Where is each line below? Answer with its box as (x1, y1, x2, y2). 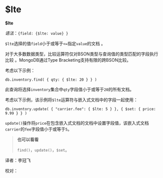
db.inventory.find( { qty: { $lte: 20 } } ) (5, 77, 97, 82)
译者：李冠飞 (5, 157, 31, 163)
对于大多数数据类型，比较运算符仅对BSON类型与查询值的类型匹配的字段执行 (5, 51, 159, 57)
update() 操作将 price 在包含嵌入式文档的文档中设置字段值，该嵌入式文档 (5, 120, 149, 126)
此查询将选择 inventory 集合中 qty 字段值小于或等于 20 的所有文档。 (5, 86, 134, 92)
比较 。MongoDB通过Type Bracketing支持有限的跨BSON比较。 (5, 57, 131, 63)
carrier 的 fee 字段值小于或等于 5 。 (5, 126, 72, 132)
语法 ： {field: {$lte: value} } (5, 30, 68, 36)
